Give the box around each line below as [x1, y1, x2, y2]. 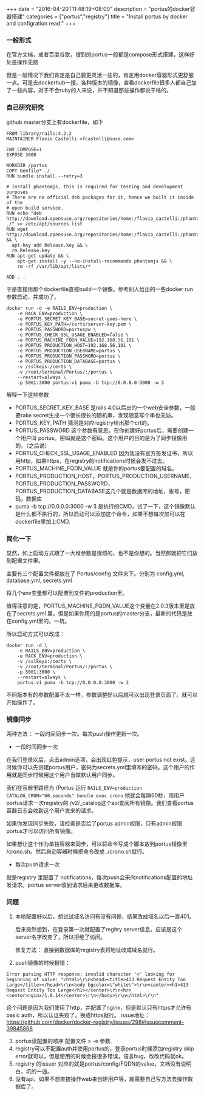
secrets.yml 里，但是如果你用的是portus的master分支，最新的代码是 [16, 609, 188, 617]
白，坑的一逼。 [15, 1068, 53, 1075]
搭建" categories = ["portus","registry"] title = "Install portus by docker [11, 13, 188, 20]
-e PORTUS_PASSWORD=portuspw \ [17, 326, 97, 332]
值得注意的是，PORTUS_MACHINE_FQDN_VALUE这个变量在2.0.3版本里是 [6, 602, 190, 609]
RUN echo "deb [6, 210, 42, 216]
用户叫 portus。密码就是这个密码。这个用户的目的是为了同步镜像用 [20, 434, 188, 442]
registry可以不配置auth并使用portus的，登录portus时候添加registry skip [15, 1045, 194, 1052]
